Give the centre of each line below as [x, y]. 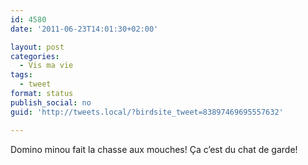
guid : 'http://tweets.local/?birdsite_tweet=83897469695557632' [147, 112]
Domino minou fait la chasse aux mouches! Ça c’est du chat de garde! [154, 149]
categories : [35, 56]
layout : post [37, 47]
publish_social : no [51, 102]
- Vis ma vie [46, 66]
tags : [21, 75]
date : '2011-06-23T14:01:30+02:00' [84, 29]
